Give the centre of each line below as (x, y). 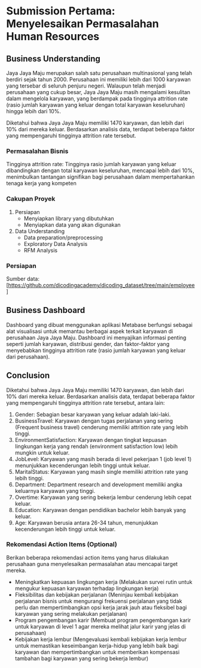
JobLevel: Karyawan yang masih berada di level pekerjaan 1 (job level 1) (103, 459)
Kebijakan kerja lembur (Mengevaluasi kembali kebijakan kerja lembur (101, 639)
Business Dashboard (46, 310)
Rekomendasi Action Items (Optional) (62, 544)
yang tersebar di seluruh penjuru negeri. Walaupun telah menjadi (86, 86)
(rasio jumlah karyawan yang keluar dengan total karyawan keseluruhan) (96, 105)
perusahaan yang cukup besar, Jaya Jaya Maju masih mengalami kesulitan (98, 92)
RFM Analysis (41, 250)
